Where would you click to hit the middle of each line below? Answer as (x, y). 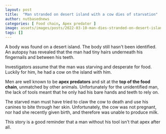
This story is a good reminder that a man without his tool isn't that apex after (83, 122)
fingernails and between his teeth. (40, 57)
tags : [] (14, 33)
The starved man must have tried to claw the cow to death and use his (77, 102)
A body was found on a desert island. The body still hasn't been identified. (81, 47)
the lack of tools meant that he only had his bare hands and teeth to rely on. (82, 92)
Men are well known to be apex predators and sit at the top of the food (78, 82)
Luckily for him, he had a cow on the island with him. (59, 72)
